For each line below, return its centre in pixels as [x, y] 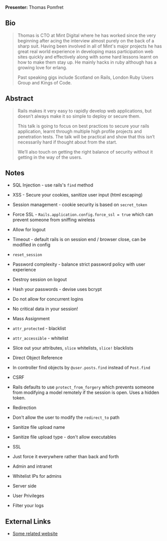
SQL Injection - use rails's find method [53, 185]
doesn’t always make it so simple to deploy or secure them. [79, 116]
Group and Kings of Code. [45, 82]
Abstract [19, 99]
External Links [28, 522]
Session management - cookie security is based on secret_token [80, 205]
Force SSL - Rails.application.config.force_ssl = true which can [83, 215]
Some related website [35, 534]
